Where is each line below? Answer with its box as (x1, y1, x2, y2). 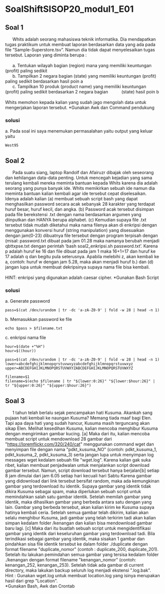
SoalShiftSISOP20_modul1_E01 (5, 3, 134, 15)
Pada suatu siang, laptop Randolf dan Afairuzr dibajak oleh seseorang (12, 170, 154, 176)
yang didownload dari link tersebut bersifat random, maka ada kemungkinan (5, 478, 160, 484)
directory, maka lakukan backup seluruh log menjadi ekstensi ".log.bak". (5, 567, 151, 573)
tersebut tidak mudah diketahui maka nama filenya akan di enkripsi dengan (5, 222, 157, 228)
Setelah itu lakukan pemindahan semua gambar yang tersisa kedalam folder (5, 551, 159, 557)
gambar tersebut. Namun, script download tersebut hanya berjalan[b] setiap (5, 467, 160, 473)
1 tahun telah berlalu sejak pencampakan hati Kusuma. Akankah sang (12, 410, 153, 416)
